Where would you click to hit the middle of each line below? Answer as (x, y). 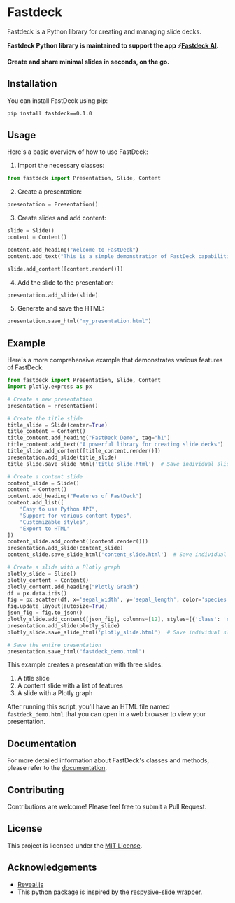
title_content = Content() (47, 432)
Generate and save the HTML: (60, 308)
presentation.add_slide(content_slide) (65, 548)
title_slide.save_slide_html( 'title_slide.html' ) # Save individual (111, 464)
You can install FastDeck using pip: (58, 100)
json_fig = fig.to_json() (45, 613)
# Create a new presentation (50, 399)
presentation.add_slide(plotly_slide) (64, 626)
